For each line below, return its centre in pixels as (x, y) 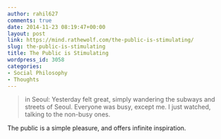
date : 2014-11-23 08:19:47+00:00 (56, 27)
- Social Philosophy (38, 73)
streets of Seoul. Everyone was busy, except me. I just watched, (118, 107)
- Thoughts (23, 79)
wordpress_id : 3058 (36, 60)
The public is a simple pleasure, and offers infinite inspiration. (97, 128)
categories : (25, 66)
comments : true (30, 20)
